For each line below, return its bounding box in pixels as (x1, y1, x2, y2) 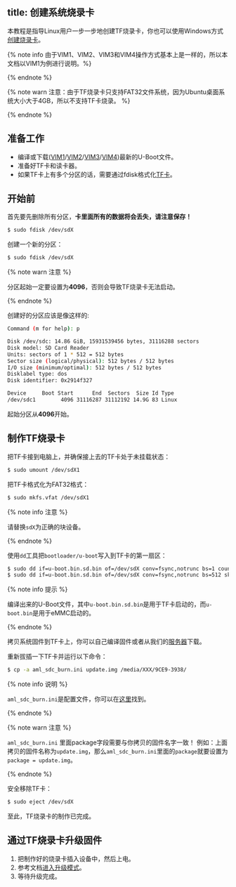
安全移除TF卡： (7, 784, 53, 793)
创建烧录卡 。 (7, 35, 44, 44)
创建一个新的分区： (7, 240, 63, 249)
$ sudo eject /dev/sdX (7, 799, 74, 806)
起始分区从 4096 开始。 (7, 409, 74, 418)
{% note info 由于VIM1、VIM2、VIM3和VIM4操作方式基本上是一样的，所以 (7, 50, 222, 58)
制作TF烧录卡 (7, 433, 65, 445)
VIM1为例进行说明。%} (25, 59, 92, 67)
